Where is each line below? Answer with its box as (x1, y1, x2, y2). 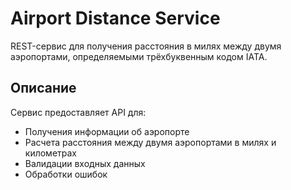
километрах (24, 147, 78, 159)
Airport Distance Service (10, 7, 221, 30)
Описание (10, 80, 77, 97)
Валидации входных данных (24, 157, 146, 169)
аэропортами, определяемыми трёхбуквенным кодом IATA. (10, 50, 268, 62)
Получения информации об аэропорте (24, 125, 190, 137)
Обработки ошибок (24, 168, 108, 180)
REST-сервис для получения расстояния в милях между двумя (10, 40, 282, 52)
